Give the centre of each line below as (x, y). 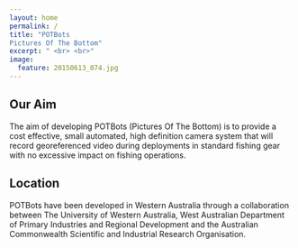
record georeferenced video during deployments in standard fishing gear (145, 145)
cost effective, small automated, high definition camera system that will (141, 135)
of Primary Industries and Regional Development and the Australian (134, 224)
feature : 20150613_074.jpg (68, 69)
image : (22, 60)
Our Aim (33, 105)
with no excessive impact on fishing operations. (98, 155)
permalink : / (34, 26)
